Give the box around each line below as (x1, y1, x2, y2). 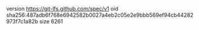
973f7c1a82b (6, 18, 38, 25)
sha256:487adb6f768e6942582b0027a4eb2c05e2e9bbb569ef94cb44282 (6, 11, 194, 19)
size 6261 (39, 18, 63, 25)
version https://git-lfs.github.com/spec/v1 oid (6, 5, 119, 12)
